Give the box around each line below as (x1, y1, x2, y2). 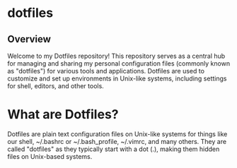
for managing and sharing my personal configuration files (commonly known (7, 59, 231, 68)
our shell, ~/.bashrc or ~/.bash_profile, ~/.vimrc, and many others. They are (7, 137, 227, 145)
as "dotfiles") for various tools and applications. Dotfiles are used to (7, 67, 205, 75)
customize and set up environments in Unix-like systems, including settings (7, 74, 227, 83)
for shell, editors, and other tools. (7, 82, 104, 90)
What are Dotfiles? (7, 107, 119, 123)
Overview (7, 33, 52, 45)
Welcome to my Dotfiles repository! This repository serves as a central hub (7, 52, 226, 60)
